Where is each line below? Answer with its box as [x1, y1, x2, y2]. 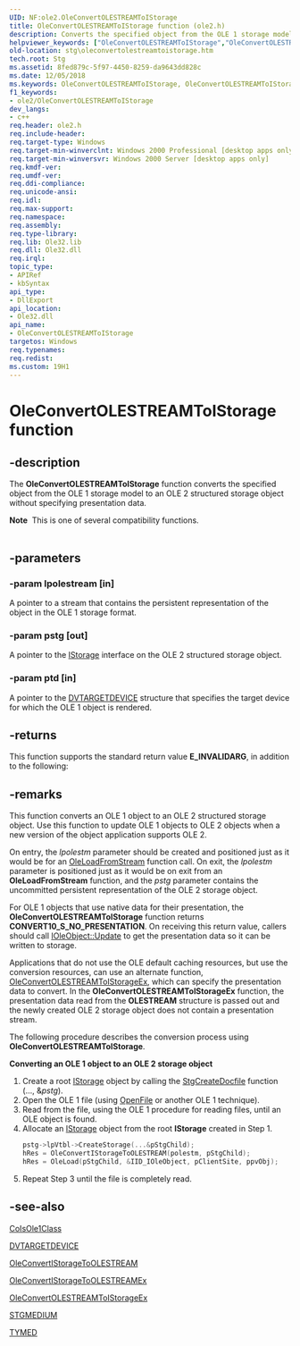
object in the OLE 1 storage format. [9, 607, 137, 618]
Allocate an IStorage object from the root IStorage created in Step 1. [21, 1123, 272, 1134]
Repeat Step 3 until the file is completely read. [21, 1173, 192, 1184]
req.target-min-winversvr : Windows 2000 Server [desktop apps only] [9, 154, 270, 164]
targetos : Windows [9, 337, 78, 346]
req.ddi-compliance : [9, 180, 87, 189]
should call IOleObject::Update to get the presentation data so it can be [9, 930, 271, 941]
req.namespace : [9, 212, 66, 222]
